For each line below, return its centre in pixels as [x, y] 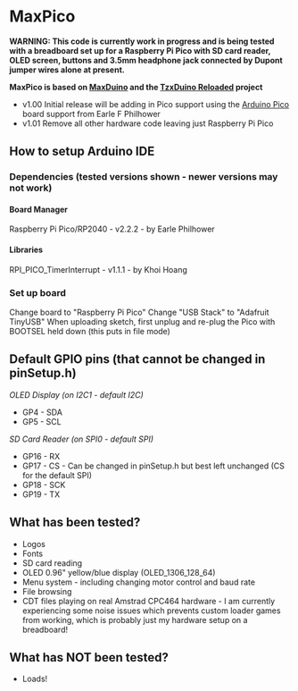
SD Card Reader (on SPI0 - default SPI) [82, 439]
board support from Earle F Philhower [91, 114]
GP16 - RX [41, 456]
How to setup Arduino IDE [82, 152]
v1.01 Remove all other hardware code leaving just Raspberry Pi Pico [148, 123]
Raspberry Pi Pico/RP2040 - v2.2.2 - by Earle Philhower [112, 229]
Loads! [35, 679]
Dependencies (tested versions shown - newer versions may [144, 177]
